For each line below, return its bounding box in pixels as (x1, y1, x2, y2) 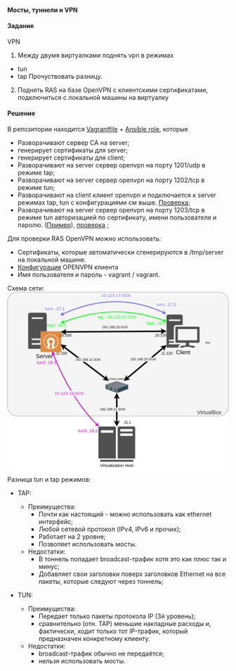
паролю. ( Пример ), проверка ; (17, 221, 110, 229)
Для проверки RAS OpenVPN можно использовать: (7, 234, 162, 243)
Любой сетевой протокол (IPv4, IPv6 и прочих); (38, 525, 181, 533)
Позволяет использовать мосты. (38, 539, 137, 548)
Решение (7, 109, 36, 117)
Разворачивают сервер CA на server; (17, 139, 130, 147)
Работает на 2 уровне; (38, 532, 106, 541)
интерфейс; (38, 517, 74, 525)
